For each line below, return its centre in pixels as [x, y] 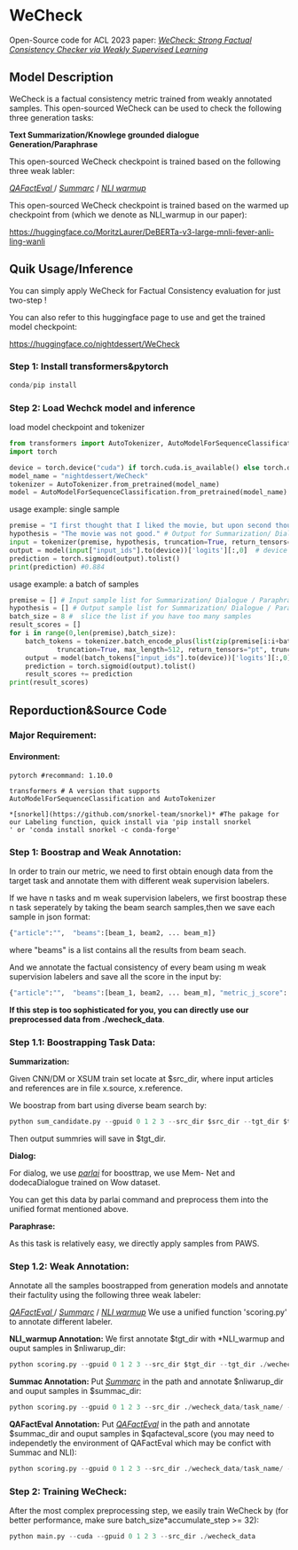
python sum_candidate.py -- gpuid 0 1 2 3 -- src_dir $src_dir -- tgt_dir [144, 1122]
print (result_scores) [49, 683]
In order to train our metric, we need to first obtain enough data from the [141, 871]
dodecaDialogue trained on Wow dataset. [85, 1182]
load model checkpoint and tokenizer [77, 428]
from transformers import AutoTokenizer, [87, 444]
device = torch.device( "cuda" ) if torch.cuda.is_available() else [134, 468]
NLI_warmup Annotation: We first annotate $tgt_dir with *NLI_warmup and [147, 1339]
